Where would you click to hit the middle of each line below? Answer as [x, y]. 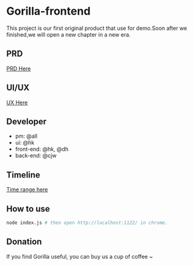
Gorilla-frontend [49, 11]
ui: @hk [25, 143]
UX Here [17, 102]
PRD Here [19, 68]
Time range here [27, 190]
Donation [24, 242]
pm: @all [26, 136]
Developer [27, 121]
